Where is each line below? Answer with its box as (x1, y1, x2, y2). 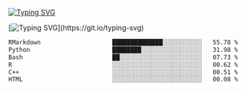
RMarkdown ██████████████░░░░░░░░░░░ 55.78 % (8, 38, 239, 46)
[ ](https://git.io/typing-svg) (8, 23, 144, 32)
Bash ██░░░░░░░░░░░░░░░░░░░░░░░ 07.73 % (8, 53, 239, 61)
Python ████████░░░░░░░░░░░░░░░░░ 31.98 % (8, 45, 239, 53)
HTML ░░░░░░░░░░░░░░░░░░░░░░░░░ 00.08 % (8, 76, 239, 84)
